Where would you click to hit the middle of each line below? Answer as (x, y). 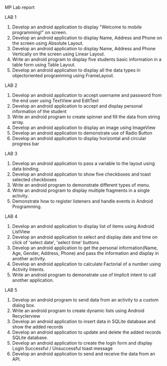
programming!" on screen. (39, 32)
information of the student (39, 111)
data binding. (26, 169)
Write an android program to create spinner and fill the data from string (86, 117)
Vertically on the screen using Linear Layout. (58, 54)
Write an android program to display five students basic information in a (87, 59)
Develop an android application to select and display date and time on (85, 237)
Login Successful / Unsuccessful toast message (62, 348)
